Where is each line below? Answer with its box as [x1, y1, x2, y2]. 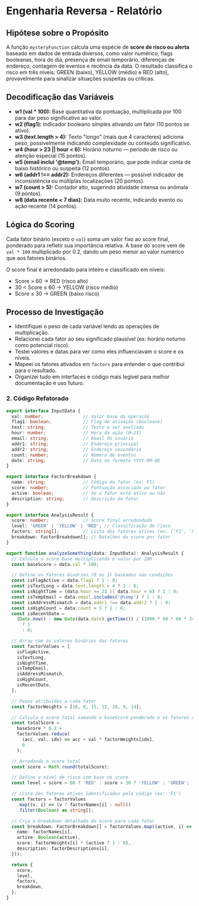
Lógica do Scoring [6, 220, 75, 230]
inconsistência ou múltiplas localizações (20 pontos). [14, 177, 145, 185]
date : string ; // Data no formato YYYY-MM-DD [11, 457, 161, 463]
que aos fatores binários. [6, 254, 67, 262]
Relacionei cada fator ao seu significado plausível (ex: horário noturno [14, 335, 186, 342]
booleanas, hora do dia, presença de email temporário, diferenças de [6, 56, 175, 63]
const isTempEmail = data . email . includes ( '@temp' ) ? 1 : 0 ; [11, 594, 163, 600]
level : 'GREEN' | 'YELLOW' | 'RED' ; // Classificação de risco [11, 523, 171, 529]
